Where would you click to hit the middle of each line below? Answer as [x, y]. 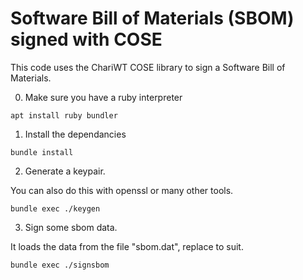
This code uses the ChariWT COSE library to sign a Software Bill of [148, 67]
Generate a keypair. [65, 171]
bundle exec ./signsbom [60, 265]
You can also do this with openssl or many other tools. [122, 190]
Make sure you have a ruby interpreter [103, 97]
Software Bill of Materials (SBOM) [152, 18]
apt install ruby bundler [64, 115]
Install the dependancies [75, 134]
